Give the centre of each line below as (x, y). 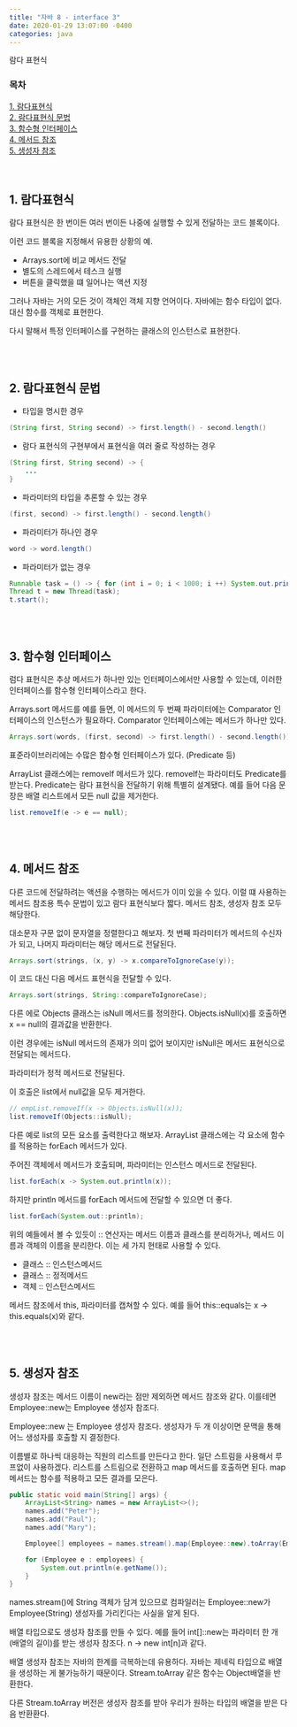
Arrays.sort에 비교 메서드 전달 (74, 260)
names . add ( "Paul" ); (61, 1520)
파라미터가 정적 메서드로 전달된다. (67, 1073)
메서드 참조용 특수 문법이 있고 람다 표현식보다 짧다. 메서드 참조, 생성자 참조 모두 (146, 902)
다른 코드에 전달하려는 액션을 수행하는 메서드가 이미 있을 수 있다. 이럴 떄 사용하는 (148, 892)
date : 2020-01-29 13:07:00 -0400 (71, 26)
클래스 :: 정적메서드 (55, 1275)
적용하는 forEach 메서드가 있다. (72, 1146)
